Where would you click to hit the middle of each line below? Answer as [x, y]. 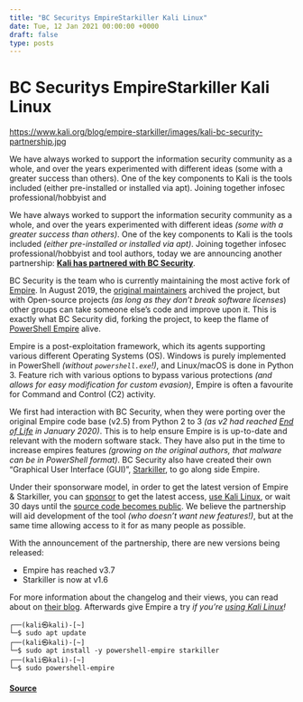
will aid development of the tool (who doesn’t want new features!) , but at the [151, 516]
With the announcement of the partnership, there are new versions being [145, 543]
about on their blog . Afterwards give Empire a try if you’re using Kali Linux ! [148, 607]
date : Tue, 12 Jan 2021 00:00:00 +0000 [84, 26]
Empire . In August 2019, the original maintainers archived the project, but [145, 290]
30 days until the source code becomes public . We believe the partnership [148, 507]
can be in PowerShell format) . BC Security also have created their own [141, 460]
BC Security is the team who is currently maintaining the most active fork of [150, 280]
